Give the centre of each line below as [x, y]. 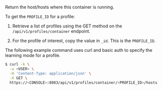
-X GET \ [18, 78]
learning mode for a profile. [33, 55]
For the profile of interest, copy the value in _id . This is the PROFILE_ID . [84, 41]
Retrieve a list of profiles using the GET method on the [67, 26]
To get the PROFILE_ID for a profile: [40, 16]
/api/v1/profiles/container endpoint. [51, 31]
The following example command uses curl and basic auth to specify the [79, 50]
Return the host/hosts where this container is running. [60, 7]
